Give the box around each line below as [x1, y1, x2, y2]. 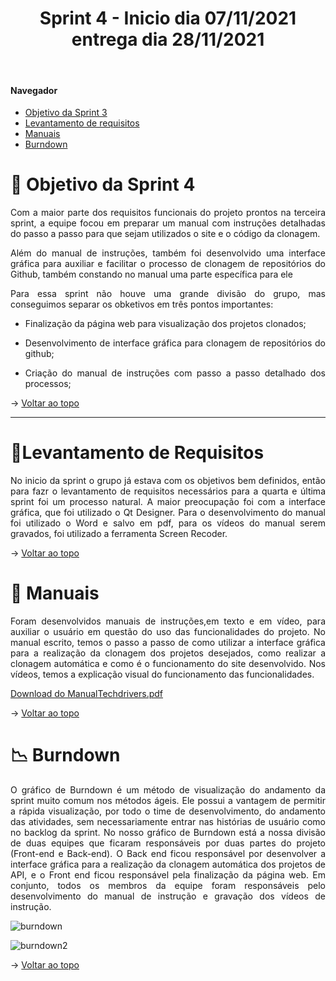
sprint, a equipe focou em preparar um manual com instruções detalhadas [10, 217, 326, 229]
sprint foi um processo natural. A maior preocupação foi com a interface [10, 496, 326, 508]
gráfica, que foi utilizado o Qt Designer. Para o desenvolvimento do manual [10, 507, 326, 519]
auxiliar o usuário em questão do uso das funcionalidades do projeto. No [10, 625, 326, 637]
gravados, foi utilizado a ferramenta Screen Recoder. [10, 528, 228, 540]
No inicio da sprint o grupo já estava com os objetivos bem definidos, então [10, 475, 326, 487]
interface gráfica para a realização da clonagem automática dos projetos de [10, 858, 326, 870]
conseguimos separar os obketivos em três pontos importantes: [10, 298, 274, 311]
